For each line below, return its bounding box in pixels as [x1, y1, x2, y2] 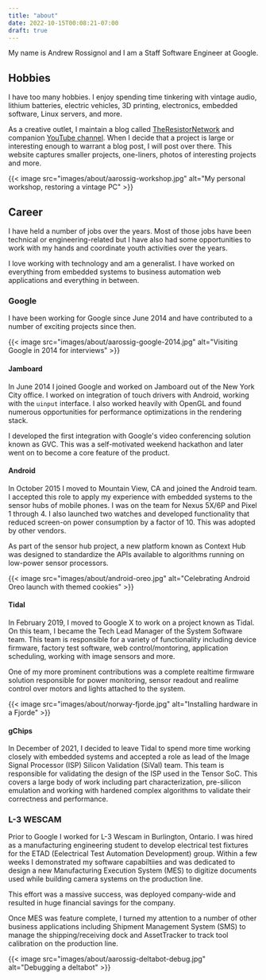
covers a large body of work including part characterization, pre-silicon [8, 777, 241, 787]
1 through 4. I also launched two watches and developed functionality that [8, 509, 250, 518]
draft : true [8, 26, 48, 34]
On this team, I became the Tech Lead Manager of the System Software [8, 626, 243, 636]
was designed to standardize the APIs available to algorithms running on [8, 549, 245, 559]
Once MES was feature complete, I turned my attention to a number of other [8, 913, 257, 923]
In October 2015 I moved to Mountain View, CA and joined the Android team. [8, 483, 257, 493]
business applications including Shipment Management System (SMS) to [8, 922, 246, 932]
